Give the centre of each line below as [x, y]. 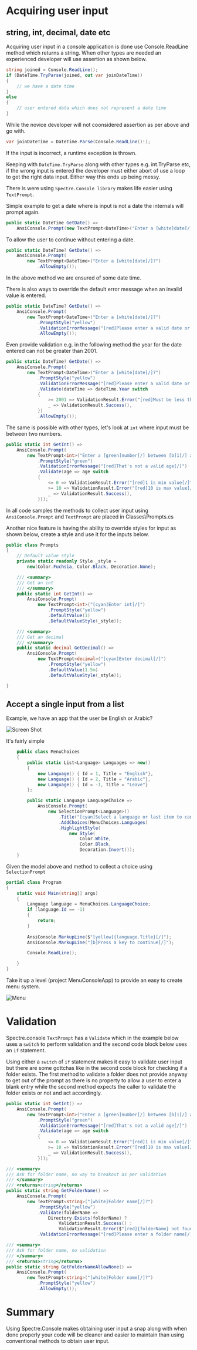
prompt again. [23, 212]
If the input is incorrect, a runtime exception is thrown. [71, 153]
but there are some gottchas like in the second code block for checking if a [97, 1068]
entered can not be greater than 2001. [52, 351]
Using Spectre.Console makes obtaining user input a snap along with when [97, 1328]
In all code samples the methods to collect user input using [77, 510]
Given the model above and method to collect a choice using [79, 866]
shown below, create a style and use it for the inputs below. [78, 534]
